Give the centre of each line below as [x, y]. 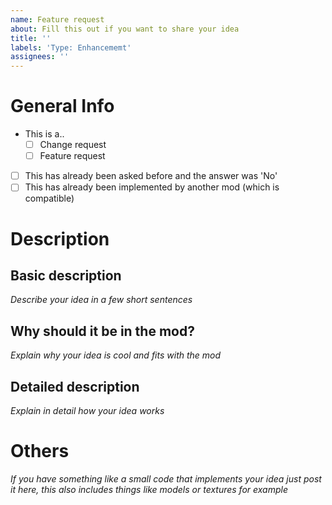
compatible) [49, 198]
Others [40, 451]
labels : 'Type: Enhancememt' [71, 47]
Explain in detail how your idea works [87, 410]
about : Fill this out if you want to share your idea [125, 29]
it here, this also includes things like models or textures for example [149, 489]
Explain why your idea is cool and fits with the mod [116, 355]
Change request [73, 145]
